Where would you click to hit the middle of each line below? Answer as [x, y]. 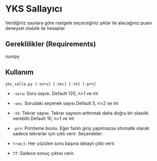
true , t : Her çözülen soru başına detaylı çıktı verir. [64, 143]
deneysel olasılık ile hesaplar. [36, 28]
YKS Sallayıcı [34, 9]
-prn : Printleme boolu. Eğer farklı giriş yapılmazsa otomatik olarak [81, 128]
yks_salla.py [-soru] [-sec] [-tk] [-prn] [51, 84]
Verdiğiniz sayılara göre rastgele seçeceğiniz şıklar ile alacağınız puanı [79, 23]
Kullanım [19, 72]
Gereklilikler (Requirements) [51, 44]
